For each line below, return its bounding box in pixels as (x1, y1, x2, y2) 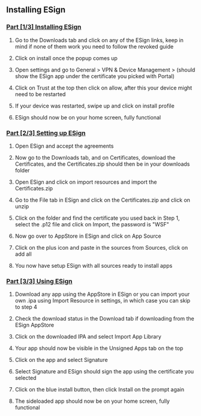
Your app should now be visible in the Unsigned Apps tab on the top (14, 345, 184, 352)
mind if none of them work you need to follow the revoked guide (14, 43, 174, 50)
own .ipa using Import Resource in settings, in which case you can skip (14, 297, 191, 304)
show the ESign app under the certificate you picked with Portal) (14, 72, 175, 80)
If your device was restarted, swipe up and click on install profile (14, 102, 175, 109)
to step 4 (14, 303, 38, 311)
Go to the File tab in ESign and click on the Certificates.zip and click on (14, 196, 191, 203)
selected (14, 375, 37, 382)
